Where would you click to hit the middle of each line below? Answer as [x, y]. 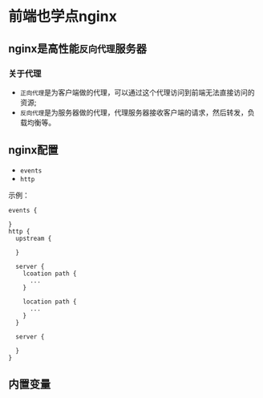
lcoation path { [50, 274]
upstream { [34, 238]
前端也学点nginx [63, 16]
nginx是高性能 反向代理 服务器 [77, 49]
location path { [50, 302]
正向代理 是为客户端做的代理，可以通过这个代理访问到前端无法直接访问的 [137, 92]
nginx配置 [33, 150]
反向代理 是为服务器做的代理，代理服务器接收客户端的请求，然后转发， [134, 112]
